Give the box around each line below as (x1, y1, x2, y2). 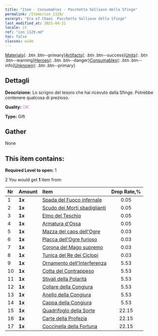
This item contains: (5, 154, 64, 163)
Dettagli (5, 76, 30, 85)
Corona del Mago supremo (42, 244, 103, 251)
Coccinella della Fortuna (42, 323, 98, 330)
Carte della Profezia (42, 315, 87, 322)
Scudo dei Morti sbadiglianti (42, 205, 106, 212)
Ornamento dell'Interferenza (42, 260, 107, 266)
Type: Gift (5, 113, 25, 119)
